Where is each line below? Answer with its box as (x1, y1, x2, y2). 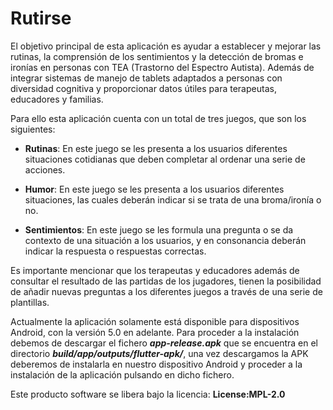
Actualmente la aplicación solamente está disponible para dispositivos (10, 315, 300, 327)
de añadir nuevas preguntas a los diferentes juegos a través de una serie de (10, 285, 323, 297)
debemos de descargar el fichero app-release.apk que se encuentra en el (10, 337, 318, 349)
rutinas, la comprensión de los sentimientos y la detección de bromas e (10, 50, 304, 62)
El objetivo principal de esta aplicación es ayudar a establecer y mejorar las (10, 40, 322, 52)
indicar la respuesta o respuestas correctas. (24, 245, 207, 257)
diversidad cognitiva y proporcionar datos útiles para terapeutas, (10, 82, 277, 94)
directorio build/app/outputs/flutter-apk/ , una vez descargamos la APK (10, 347, 309, 359)
